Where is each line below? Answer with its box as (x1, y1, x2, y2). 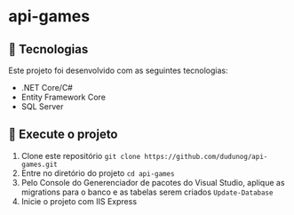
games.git (20, 160, 59, 169)
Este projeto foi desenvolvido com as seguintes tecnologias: (8, 65, 228, 76)
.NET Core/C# (20, 83, 73, 92)
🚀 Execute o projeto (8, 127, 118, 142)
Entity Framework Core (20, 92, 106, 102)
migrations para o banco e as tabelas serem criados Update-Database (20, 187, 274, 197)
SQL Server (20, 101, 64, 112)
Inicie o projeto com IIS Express (20, 195, 138, 206)
